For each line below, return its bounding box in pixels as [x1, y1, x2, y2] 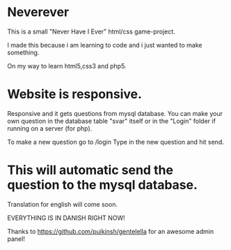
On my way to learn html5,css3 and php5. [7, 61, 127, 70]
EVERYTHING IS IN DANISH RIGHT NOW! [7, 214, 125, 222]
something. [7, 48, 40, 57]
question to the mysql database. [7, 177, 198, 193]
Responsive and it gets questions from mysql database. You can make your [7, 109, 223, 117]
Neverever [7, 4, 70, 20]
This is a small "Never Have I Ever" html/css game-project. [7, 27, 175, 36]
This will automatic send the [7, 162, 174, 178]
